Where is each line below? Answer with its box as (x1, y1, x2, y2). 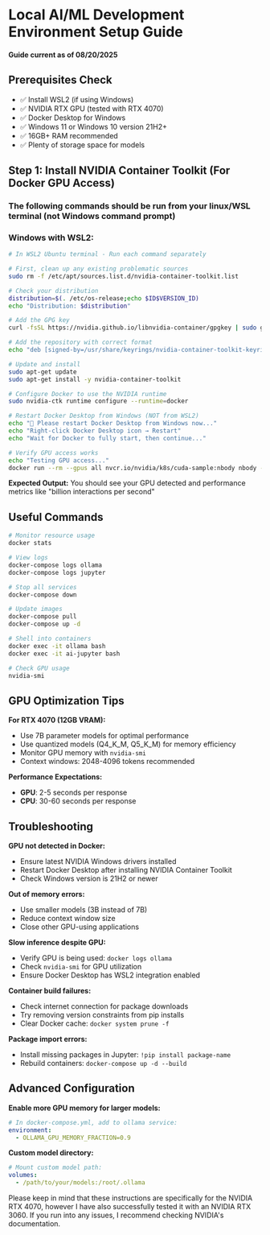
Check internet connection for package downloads (19, 1002, 189, 1011)
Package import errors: (8, 1035, 88, 1044)
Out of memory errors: (8, 890, 85, 899)
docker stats (8, 539, 52, 547)
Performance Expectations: (8, 772, 103, 782)
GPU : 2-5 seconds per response (19, 787, 128, 798)
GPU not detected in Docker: (8, 841, 106, 851)
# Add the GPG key (8, 316, 70, 324)
